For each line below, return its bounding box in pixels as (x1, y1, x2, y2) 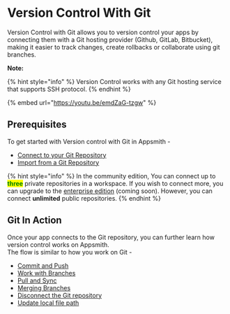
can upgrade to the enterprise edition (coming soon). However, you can (7, 187, 213, 195)
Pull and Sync (17, 276, 57, 285)
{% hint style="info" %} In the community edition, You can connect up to (7, 171, 216, 180)
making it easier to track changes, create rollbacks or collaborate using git (7, 43, 221, 51)
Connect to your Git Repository (17, 150, 107, 159)
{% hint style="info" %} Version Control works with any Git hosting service (7, 77, 222, 85)
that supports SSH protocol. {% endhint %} (7, 85, 131, 93)
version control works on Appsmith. (7, 240, 109, 249)
